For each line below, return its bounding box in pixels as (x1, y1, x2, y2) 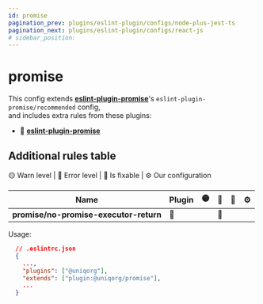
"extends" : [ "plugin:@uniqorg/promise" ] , (22, 274, 161, 282)
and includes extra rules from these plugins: (8, 111, 152, 120)
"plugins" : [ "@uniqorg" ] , (22, 267, 109, 275)
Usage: (8, 230, 32, 238)
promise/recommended (8, 104, 77, 112)
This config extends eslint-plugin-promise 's (8, 94, 154, 104)
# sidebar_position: (8, 33, 77, 42)
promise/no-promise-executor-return (12, 209, 162, 220)
